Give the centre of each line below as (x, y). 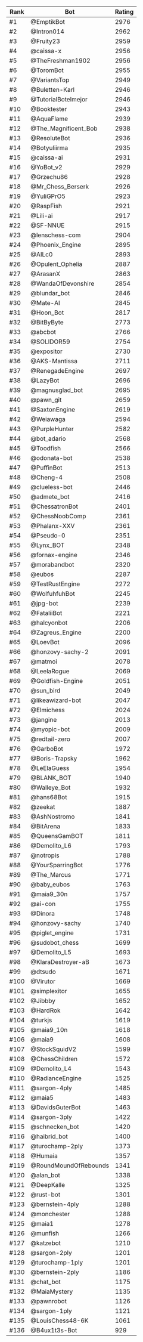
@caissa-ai (47, 157)
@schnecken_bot (55, 1127)
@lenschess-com (56, 235)
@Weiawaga (48, 419)
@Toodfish (46, 448)
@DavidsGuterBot (56, 1107)
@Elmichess (48, 710)
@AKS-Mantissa (54, 361)
